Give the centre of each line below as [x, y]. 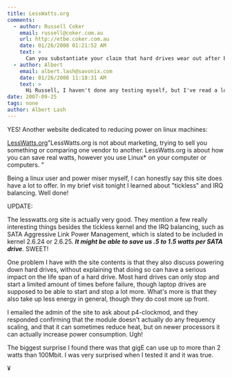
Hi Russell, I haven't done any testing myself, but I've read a [121, 90]
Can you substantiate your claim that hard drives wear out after [123, 59]
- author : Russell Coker [49, 26]
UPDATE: [20, 206]
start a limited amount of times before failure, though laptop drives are [107, 284]
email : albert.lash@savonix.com [66, 71]
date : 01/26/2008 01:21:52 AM [63, 46]
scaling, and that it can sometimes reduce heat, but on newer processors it [114, 327]
